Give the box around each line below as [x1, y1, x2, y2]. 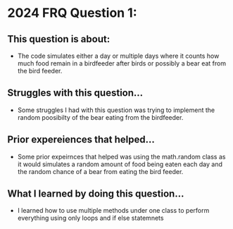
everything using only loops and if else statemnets [17, 213, 164, 223]
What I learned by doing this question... [7, 188, 184, 200]
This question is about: [7, 33, 111, 45]
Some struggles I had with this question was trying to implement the [17, 106, 215, 114]
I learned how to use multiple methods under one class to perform [17, 206, 210, 215]
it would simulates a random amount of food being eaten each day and [17, 160, 223, 168]
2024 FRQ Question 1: [7, 5, 137, 21]
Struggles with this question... [7, 87, 144, 99]
